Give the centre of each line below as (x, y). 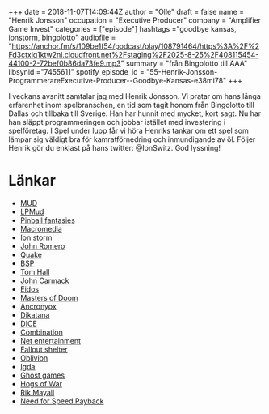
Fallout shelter (44, 349)
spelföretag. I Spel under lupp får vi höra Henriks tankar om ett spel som (128, 130)
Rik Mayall (37, 392)
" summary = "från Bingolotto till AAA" (184, 63)
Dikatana (35, 314)
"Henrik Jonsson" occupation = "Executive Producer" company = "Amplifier (134, 20)
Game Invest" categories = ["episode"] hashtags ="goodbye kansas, (122, 29)
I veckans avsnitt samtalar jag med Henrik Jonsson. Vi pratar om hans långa (134, 96)
